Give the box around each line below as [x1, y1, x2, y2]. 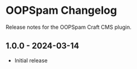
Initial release [14, 56, 48, 64]
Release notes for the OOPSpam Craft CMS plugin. [5, 23, 132, 31]
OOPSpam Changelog [5, 4, 117, 17]
